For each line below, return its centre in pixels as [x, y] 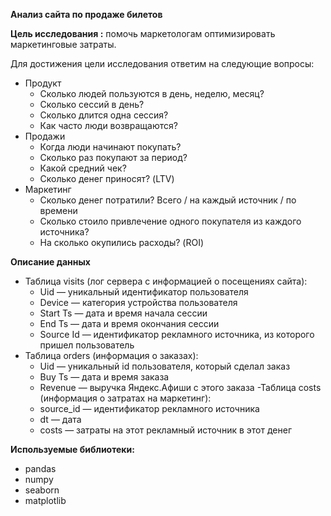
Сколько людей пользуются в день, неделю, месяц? [152, 93]
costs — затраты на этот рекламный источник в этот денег [166, 430]
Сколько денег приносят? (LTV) [107, 178]
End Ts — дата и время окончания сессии [129, 323]
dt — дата [60, 419]
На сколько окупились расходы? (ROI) [122, 242]
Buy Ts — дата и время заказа [104, 377]
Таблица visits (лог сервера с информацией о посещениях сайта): [166, 281]
